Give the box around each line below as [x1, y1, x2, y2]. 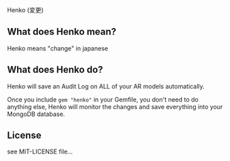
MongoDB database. [7, 110, 65, 118]
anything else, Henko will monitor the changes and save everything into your [7, 102, 223, 111]
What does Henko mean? [7, 26, 116, 38]
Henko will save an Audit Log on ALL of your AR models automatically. [7, 82, 205, 90]
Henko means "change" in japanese [7, 44, 108, 53]
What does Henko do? [7, 64, 103, 76]
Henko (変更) [7, 6, 44, 14]
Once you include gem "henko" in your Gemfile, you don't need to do [7, 95, 199, 104]
